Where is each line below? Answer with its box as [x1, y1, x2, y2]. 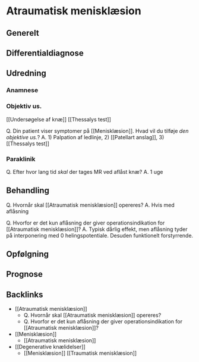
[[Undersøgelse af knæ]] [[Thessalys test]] [6, 116, 112, 123]
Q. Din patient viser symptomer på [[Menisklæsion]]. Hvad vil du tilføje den [6, 127, 189, 135]
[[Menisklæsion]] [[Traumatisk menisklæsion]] [23, 349, 137, 357]
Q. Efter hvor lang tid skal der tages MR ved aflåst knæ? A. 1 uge [6, 168, 163, 175]
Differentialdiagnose [6, 48, 84, 58]
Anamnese [6, 86, 39, 95]
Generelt [6, 28, 40, 38]
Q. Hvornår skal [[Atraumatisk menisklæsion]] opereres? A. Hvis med [6, 201, 175, 208]
